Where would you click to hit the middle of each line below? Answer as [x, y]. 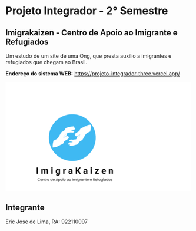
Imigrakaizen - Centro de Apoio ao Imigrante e [92, 33]
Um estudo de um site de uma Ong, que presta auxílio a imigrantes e [89, 56]
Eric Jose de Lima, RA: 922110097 [46, 222]
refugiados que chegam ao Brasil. [46, 62]
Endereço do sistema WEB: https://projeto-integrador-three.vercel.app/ [93, 74]
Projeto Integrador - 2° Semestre [87, 11]
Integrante [25, 207]
